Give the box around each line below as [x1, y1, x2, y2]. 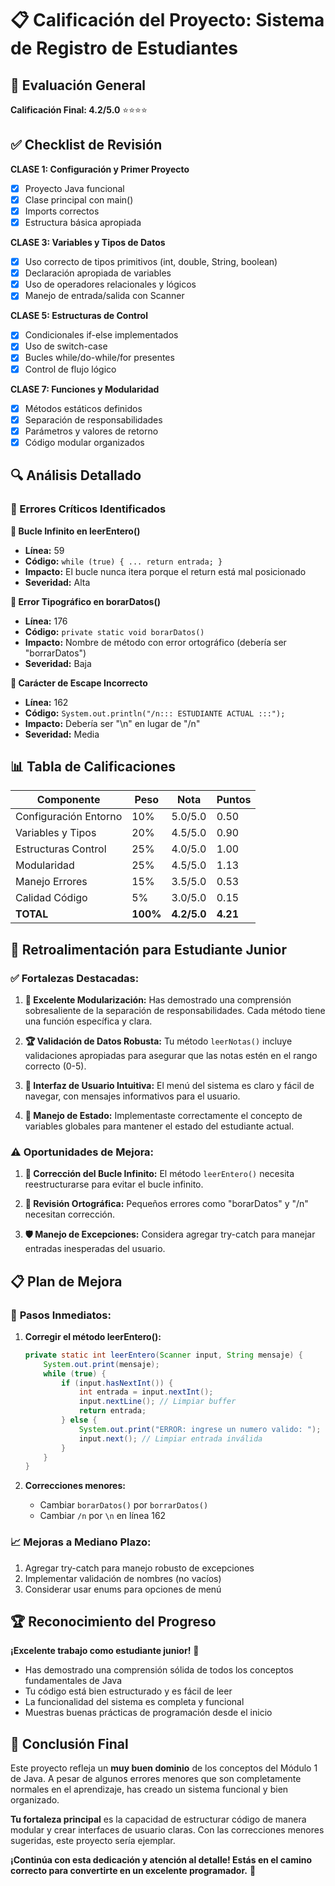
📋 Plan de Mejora [10, 1273, 123, 1290]
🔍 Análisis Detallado [10, 467, 142, 484]
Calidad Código [15, 891, 88, 905]
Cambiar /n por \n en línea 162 [39, 1510, 167, 1522]
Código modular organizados [24, 436, 145, 448]
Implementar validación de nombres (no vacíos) [24, 1572, 222, 1584]
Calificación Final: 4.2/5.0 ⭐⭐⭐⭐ [10, 104, 148, 116]
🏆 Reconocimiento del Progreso [10, 1613, 217, 1631]
